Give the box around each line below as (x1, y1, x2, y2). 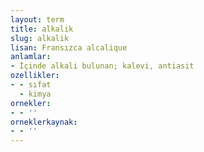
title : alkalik (10, 24, 74, 34)
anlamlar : (10, 52, 52, 62)
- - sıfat (10, 80, 52, 90)
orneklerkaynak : (10, 117, 78, 127)
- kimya (19, 89, 52, 99)
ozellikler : (10, 71, 60, 81)
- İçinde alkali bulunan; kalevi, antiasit (10, 61, 195, 71)
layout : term (10, 14, 65, 25)
